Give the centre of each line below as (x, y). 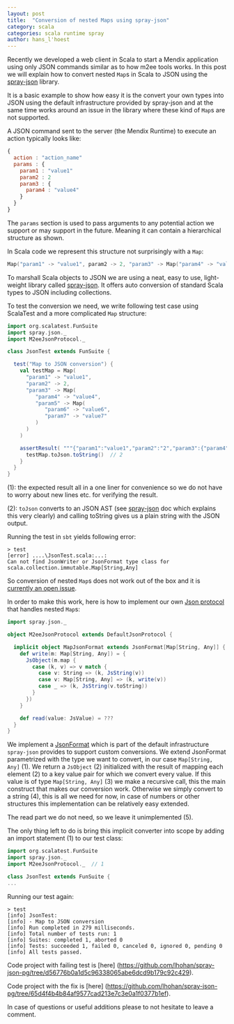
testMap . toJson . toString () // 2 (74, 454)
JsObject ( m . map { (51, 660)
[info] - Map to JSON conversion (56, 921)
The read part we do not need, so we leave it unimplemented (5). (100, 817)
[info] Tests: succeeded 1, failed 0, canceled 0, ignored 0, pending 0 (115, 946)
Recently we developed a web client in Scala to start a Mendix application (113, 59)
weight (17, 285)
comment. (22, 1014)
